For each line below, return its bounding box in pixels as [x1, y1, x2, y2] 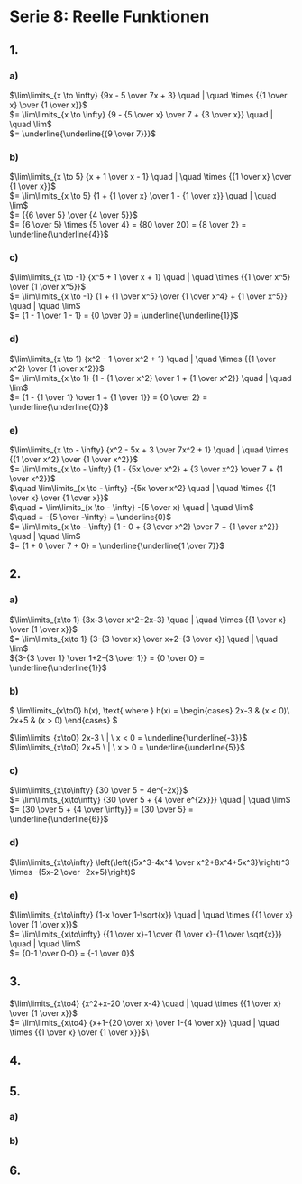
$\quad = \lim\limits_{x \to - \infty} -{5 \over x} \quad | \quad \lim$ [9, 502, 254, 513]
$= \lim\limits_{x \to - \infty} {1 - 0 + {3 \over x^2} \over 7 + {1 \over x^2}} [9, 521, 279, 532]
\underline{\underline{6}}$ [9, 814, 109, 825]
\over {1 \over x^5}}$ [9, 282, 87, 293]
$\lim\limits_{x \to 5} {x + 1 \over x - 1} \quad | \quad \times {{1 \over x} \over [9, 172, 292, 182]
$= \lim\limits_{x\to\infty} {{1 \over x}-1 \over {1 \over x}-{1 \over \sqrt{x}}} [9, 928, 282, 939]
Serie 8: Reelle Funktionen [9, 6, 210, 27]
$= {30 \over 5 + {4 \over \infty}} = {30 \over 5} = [9, 804, 194, 815]
